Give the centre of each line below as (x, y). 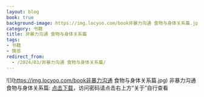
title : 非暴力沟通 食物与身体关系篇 (46, 34)
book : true (20, 17)
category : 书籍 (25, 29)
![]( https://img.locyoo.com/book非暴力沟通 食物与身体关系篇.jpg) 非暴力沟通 (101, 80)
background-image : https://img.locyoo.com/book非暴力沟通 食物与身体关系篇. (100, 23)
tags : (13, 40)
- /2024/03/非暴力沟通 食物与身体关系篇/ (59, 62)
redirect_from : (25, 57)
